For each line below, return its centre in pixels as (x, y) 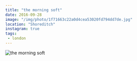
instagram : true (22, 29)
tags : (11, 34)
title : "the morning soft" (34, 10)
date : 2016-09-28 (24, 15)
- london (17, 39)
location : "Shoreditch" (30, 24)
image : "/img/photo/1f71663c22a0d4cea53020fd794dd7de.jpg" (69, 19)
